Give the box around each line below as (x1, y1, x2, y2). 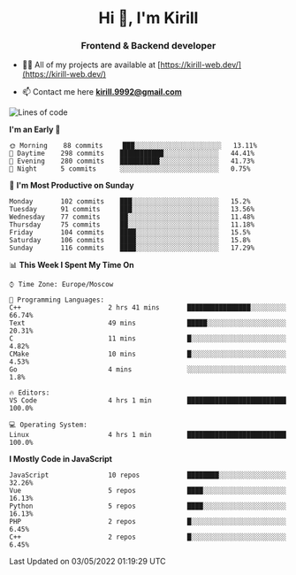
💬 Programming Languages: (9, 295, 104, 304)
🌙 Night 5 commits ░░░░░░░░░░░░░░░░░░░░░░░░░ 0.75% (9, 165, 251, 173)
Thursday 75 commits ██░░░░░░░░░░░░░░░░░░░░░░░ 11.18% (9, 220, 254, 229)
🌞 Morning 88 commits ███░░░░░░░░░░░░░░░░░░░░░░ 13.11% (9, 142, 258, 150)
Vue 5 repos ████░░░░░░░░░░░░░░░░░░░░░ (9, 487, 287, 495)
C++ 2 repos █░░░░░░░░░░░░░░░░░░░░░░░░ (9, 533, 287, 542)
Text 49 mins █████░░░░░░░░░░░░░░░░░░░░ (9, 318, 287, 328)
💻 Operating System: (9, 420, 88, 430)
